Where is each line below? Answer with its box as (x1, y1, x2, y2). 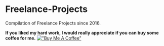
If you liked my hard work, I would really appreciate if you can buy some (5, 29, 159, 35)
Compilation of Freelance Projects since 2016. (5, 20, 101, 26)
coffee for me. (5, 35, 36, 41)
